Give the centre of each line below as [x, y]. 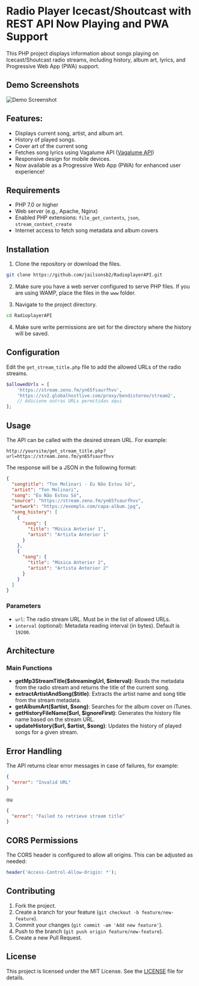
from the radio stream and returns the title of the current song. [92, 687]
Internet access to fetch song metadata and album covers [86, 231]
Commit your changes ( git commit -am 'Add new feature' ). [89, 925]
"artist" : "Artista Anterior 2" [69, 568]
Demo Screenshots [43, 85]
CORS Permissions [42, 841]
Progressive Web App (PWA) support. [53, 66]
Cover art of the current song [51, 146]
